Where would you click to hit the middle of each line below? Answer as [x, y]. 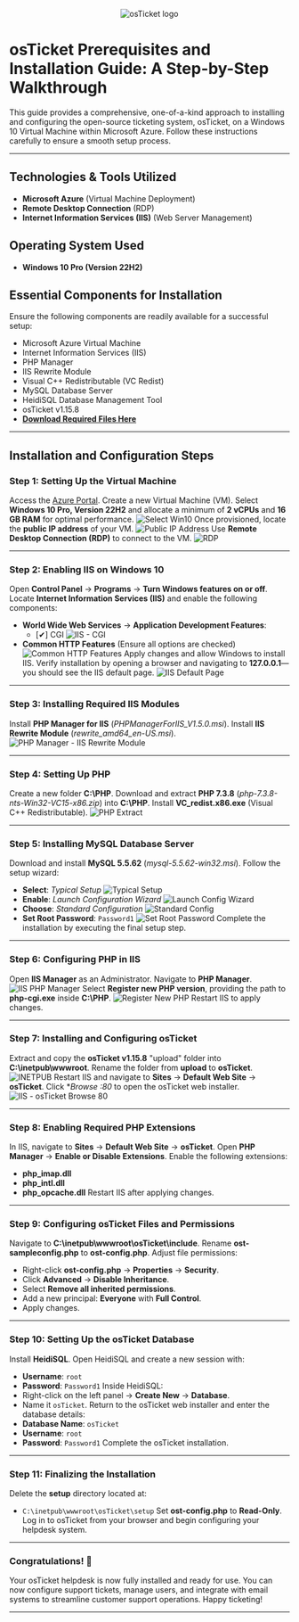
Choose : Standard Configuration [82, 909]
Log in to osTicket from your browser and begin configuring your [141, 1520]
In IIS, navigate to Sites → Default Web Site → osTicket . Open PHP [132, 1147]
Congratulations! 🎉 [51, 1560]
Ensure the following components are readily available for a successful [139, 317]
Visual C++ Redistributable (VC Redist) [93, 381]
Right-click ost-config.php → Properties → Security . [121, 1270]
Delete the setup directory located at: [78, 1494]
